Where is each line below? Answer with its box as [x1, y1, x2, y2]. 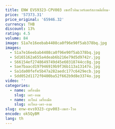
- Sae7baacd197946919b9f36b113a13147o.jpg [10, 64, 100, 69]
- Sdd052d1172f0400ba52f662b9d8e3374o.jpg [10, 74, 100, 79]
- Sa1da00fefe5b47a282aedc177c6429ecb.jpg [10, 69, 100, 74]
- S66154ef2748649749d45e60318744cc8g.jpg [10, 59, 100, 64]
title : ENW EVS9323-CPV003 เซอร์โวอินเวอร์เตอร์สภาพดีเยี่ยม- [5, 7, 110, 13]
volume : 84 [5, 36, 28, 41]
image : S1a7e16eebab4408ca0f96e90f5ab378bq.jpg [5, 41, 107, 46]
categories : [5, 83, 30, 88]
